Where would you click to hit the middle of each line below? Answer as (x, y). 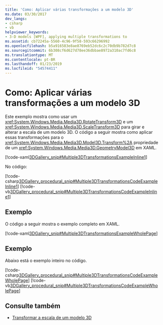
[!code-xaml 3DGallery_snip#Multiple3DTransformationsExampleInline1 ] (76, 157)
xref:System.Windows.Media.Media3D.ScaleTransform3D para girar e (75, 127)
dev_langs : (16, 19)
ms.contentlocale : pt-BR (30, 60)
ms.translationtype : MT (29, 55)
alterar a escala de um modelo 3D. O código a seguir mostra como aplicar (79, 132)
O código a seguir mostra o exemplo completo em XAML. (63, 224)
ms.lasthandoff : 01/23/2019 (34, 64)
